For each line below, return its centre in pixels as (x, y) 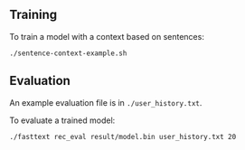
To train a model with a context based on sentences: (107, 36)
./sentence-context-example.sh (68, 53)
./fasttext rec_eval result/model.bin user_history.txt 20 (123, 136)
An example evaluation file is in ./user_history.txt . (106, 102)
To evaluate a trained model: (62, 120)
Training (33, 15)
